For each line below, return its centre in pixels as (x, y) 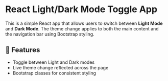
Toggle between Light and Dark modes (54, 62)
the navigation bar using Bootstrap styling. (50, 34)
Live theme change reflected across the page (61, 67)
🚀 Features (23, 50)
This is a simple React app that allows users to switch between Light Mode (84, 23)
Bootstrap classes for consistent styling (54, 73)
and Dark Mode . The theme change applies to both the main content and (82, 28)
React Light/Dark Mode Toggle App (81, 9)
